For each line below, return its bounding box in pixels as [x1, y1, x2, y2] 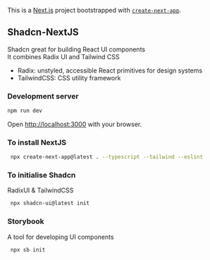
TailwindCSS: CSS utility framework [17, 73, 121, 82]
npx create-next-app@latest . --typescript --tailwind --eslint [10, 154, 203, 161]
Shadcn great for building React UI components [7, 45, 146, 54]
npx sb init [10, 246, 46, 253]
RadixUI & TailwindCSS [7, 186, 74, 194]
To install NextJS [7, 137, 67, 147]
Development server [7, 91, 79, 101]
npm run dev [7, 107, 42, 115]
